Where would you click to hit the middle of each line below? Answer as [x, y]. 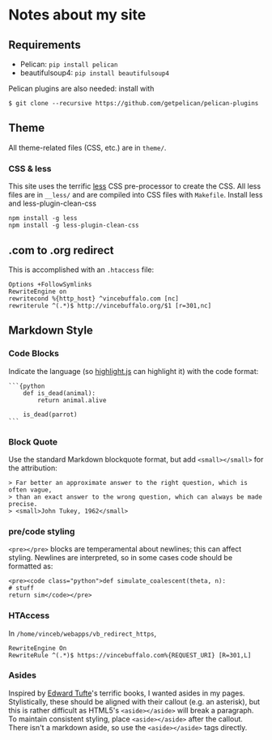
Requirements [45, 45]
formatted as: [31, 566]
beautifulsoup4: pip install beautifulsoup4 [95, 73]
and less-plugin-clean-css [53, 203]
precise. [23, 504]
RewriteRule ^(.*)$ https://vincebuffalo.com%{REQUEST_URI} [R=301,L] [130, 655]
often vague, [30, 490]
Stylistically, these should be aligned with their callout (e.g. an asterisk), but [134, 701]
